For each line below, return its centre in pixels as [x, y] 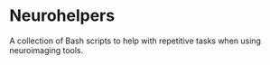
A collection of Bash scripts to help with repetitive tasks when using [135, 41]
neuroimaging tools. [47, 50]
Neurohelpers [62, 16]
